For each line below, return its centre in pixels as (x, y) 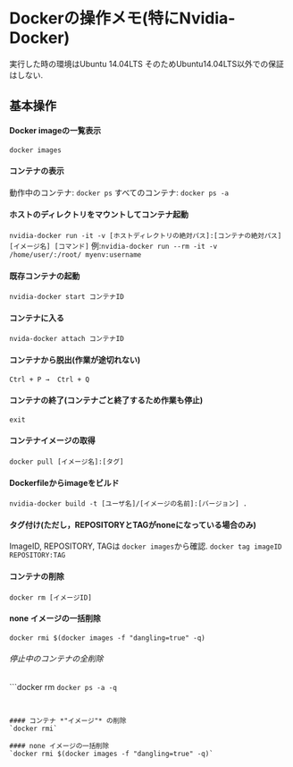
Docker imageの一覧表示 (55, 130)
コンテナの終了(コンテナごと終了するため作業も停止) (106, 400)
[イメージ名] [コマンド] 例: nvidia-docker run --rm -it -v (113, 245)
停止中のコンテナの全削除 (56, 659)
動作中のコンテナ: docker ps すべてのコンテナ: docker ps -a (119, 192)
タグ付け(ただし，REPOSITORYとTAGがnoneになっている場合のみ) (133, 524)
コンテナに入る (37, 318)
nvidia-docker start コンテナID (67, 297)
